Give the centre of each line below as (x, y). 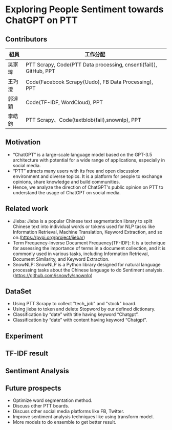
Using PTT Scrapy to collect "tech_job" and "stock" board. (74, 304)
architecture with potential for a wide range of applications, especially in (89, 160)
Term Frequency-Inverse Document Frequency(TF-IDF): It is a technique (89, 243)
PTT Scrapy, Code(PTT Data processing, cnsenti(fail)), (91, 65)
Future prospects (33, 388)
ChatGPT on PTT (41, 20)
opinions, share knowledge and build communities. (66, 182)
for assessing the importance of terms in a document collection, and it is (89, 248)
